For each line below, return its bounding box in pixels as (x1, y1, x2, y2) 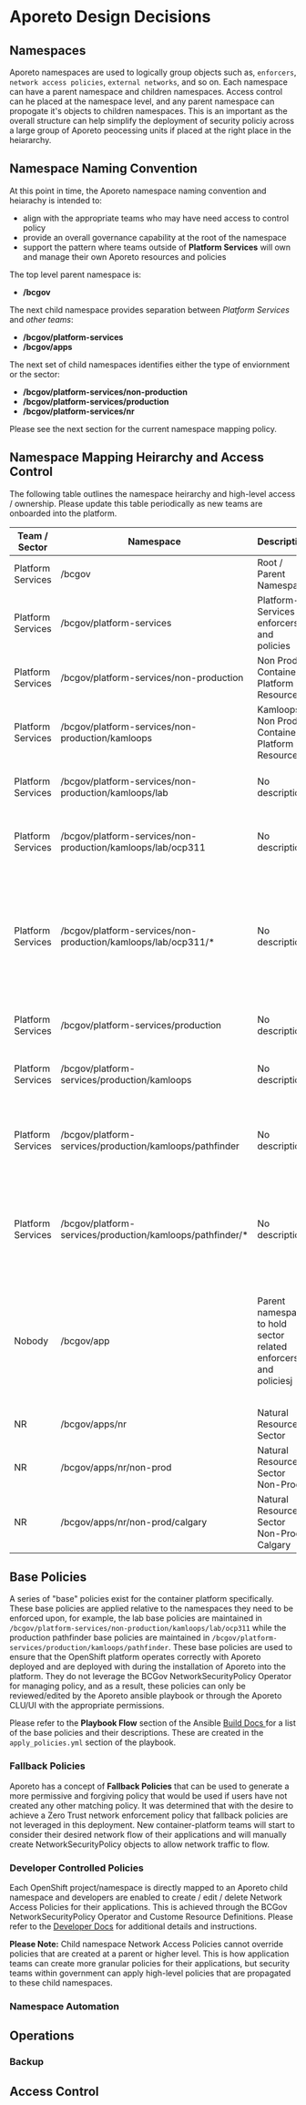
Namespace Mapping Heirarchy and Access (9, 449, 264, 466)
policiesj (257, 1374, 293, 1387)
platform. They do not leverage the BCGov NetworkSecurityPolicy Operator (9, 1671, 292, 1682)
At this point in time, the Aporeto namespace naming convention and (9, 185, 267, 196)
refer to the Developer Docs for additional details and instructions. (9, 1921, 258, 1932)
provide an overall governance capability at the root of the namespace (22, 232, 287, 242)
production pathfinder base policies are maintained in (9, 1632, 210, 1643)
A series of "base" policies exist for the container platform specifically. (9, 1594, 274, 1605)
